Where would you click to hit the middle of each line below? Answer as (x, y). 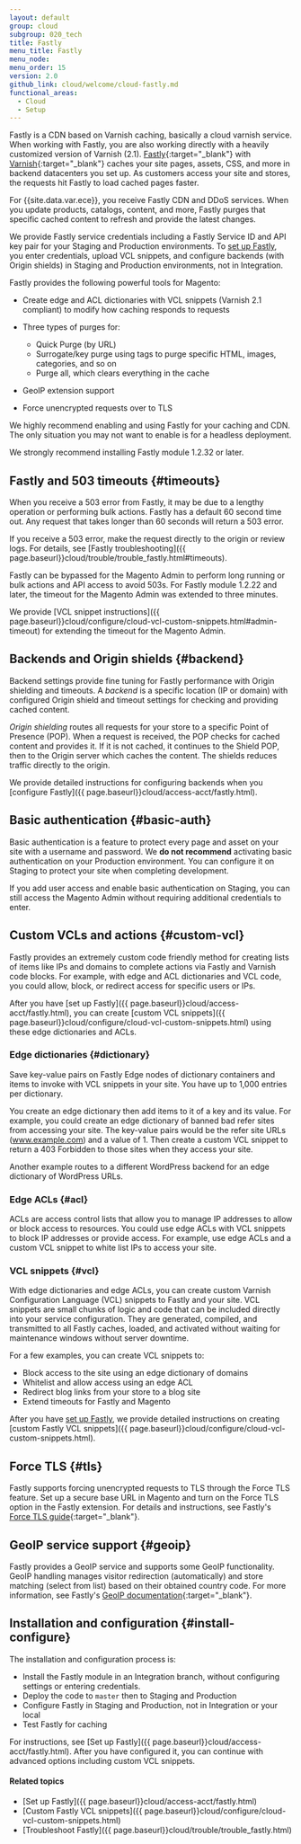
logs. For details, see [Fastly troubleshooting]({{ (98, 548)
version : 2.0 (34, 76)
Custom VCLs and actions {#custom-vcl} (127, 935)
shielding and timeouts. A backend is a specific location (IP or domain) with (149, 690)
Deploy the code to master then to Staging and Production (129, 1696)
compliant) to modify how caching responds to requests (126, 310)
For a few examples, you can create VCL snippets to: (107, 1356)
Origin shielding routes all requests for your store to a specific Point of (139, 727)
